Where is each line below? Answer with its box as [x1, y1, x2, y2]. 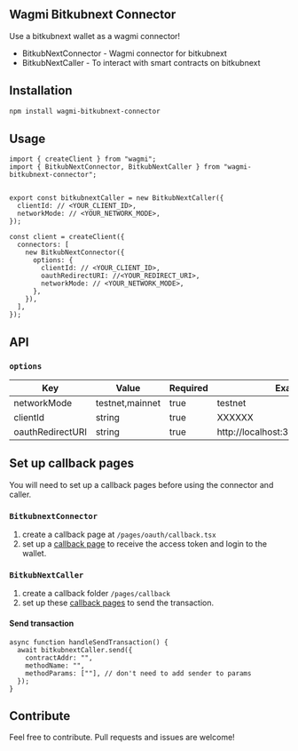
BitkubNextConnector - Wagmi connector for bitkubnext [21, 48, 228, 59]
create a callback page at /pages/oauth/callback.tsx [21, 529, 216, 540]
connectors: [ [17, 240, 69, 250]
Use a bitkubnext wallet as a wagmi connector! [9, 30, 180, 41]
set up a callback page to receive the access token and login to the [21, 539, 268, 549]
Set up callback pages [9, 456, 135, 471]
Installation [9, 84, 73, 99]
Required [169, 382, 208, 394]
